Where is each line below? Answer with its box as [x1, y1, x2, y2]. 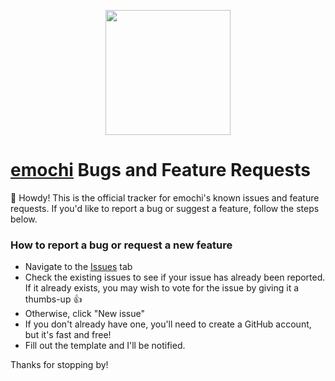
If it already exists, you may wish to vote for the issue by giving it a [24, 282, 300, 294]
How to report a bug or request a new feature [10, 238, 233, 252]
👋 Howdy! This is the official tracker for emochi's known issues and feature [10, 191, 320, 204]
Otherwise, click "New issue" [24, 308, 145, 320]
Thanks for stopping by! [10, 359, 109, 371]
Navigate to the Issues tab [24, 261, 133, 273]
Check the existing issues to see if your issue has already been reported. [24, 271, 326, 284]
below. [10, 213, 38, 225]
